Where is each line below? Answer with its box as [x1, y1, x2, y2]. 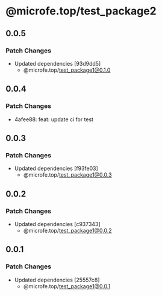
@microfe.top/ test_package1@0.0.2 [23, 227, 112, 234]
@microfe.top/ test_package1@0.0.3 [23, 171, 112, 178]
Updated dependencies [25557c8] [14, 276, 100, 283]
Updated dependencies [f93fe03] [14, 165, 99, 172]
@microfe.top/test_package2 [5, 4, 157, 18]
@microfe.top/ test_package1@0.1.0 [23, 66, 111, 74]
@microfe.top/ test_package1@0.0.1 [23, 282, 111, 290]
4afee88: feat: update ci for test [14, 116, 94, 123]
